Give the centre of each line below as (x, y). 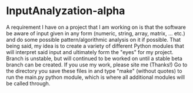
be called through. (28, 83)
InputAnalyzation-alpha (66, 11)
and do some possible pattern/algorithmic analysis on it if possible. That (94, 39)
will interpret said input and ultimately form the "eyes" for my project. (90, 52)
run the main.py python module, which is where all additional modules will (96, 77)
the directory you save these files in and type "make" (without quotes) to (94, 71)
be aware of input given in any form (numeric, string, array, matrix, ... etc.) (96, 33)
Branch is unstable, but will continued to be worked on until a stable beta (94, 58)
